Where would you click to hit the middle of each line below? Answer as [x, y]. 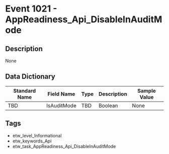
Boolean [108, 105]
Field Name [61, 94]
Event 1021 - [31, 9]
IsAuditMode [61, 105]
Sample [147, 91]
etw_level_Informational [37, 135]
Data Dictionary [30, 77]
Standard [25, 91]
